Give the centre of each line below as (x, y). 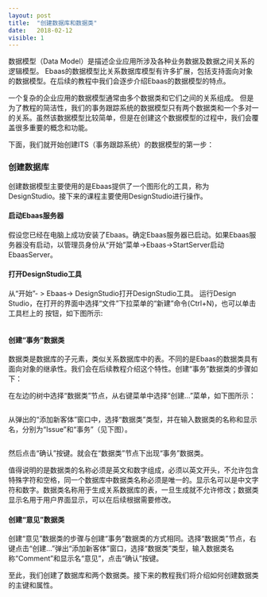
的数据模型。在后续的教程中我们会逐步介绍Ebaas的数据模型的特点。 (119, 81)
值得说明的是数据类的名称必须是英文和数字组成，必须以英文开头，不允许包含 (133, 470)
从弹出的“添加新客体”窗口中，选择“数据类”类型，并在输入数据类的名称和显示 (133, 420)
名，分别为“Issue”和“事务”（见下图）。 (70, 429)
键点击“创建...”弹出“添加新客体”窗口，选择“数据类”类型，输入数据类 (118, 549)
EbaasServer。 (33, 254)
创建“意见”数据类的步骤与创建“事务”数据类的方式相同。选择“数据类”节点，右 (132, 539)
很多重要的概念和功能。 (53, 128)
